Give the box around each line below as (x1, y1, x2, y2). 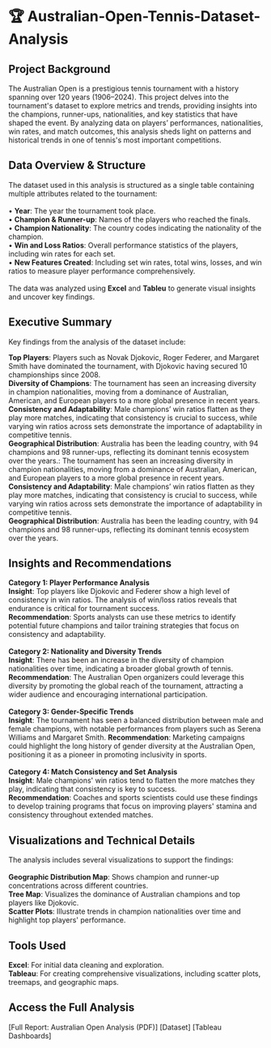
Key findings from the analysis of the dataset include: (8, 337, 186, 346)
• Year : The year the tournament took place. (8, 206, 156, 215)
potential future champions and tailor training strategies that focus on (8, 621, 239, 630)
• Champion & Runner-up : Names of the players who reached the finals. (8, 214, 251, 224)
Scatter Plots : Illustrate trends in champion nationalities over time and (8, 906, 241, 916)
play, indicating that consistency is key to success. (8, 784, 177, 794)
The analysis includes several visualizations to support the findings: (8, 855, 234, 865)
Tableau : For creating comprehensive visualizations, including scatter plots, (8, 969, 261, 978)
